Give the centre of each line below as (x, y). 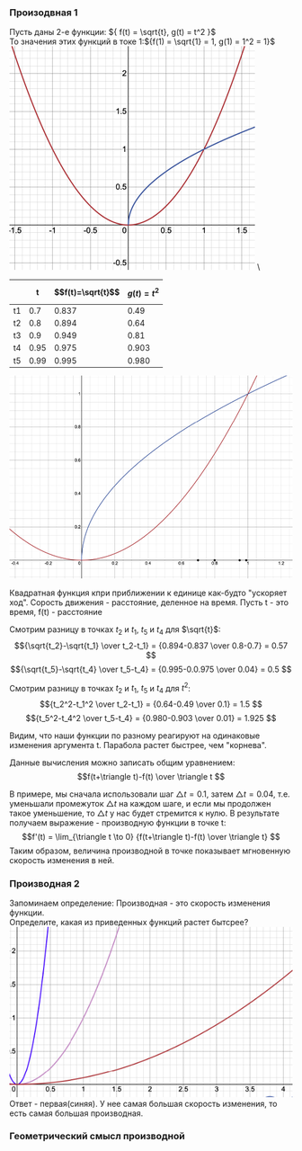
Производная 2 (44, 883)
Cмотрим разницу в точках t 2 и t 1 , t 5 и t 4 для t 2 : (100, 688)
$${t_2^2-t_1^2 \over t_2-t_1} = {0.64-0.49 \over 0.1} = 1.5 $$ (151, 704)
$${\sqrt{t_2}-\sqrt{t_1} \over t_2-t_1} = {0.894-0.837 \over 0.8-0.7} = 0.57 (151, 646)
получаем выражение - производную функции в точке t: (118, 823)
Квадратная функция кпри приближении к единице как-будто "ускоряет (148, 593)
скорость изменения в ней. (62, 860)
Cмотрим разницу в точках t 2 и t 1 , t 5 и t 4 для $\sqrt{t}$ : (115, 630)
